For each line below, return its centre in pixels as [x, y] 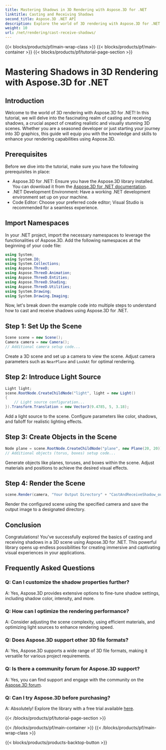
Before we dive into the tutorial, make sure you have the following [72, 166]
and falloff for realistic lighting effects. [44, 422]
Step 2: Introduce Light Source [53, 377]
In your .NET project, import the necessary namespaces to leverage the [78, 235]
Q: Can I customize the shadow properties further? [67, 582]
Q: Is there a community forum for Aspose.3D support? [72, 669]
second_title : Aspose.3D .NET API [41, 19]
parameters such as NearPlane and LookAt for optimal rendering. [70, 361]
